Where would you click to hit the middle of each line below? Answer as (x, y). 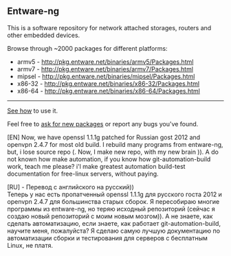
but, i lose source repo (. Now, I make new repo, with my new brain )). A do (113, 152)
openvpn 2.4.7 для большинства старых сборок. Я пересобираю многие (113, 201)
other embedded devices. (44, 35)
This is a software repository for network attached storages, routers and (109, 27)
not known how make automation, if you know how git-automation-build (109, 159)
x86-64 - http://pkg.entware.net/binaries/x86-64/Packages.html (109, 91)
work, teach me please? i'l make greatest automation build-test (96, 166)
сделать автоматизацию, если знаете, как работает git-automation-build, (114, 223)
